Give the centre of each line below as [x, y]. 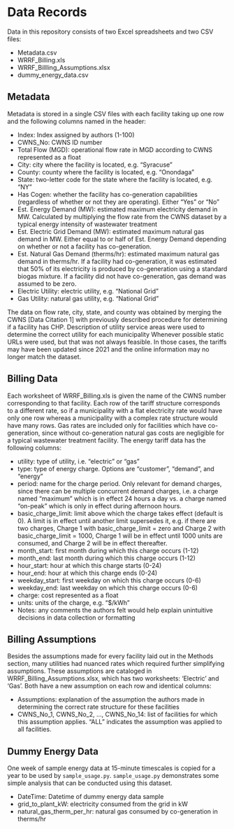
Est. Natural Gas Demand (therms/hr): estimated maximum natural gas [118, 253]
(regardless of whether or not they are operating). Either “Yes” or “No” [118, 202]
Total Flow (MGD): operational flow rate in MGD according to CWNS [115, 149]
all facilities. [34, 730]
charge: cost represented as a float [68, 595]
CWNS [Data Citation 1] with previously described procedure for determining [117, 319]
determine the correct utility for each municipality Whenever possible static [116, 334]
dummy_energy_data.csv [53, 75]
